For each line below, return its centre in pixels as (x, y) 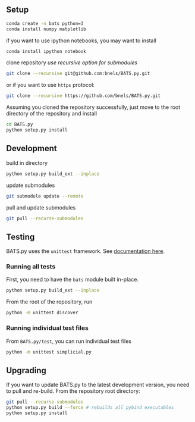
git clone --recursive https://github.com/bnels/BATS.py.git (84, 96)
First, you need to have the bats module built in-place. (72, 280)
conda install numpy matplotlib (46, 29)
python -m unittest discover (42, 313)
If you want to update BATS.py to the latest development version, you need (98, 385)
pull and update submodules (41, 207)
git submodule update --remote (45, 196)
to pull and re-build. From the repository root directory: (73, 391)
